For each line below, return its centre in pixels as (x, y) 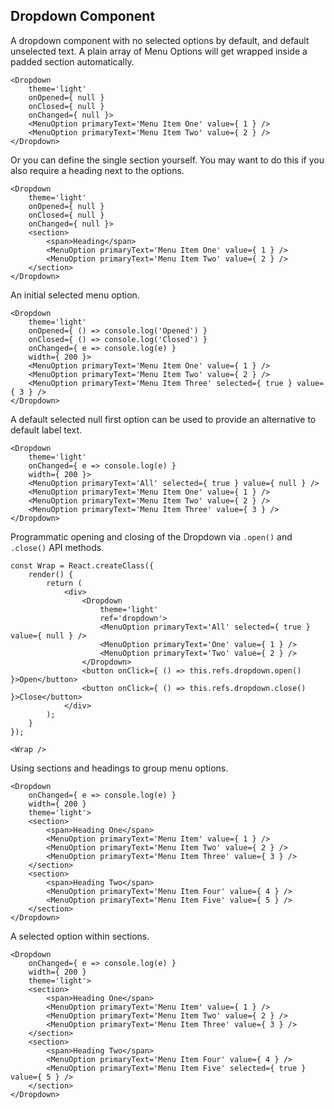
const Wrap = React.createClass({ (82, 565)
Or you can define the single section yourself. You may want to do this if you (167, 160)
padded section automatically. (72, 61)
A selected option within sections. (80, 936)
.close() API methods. (57, 547)
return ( (64, 583)
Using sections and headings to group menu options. (119, 768)
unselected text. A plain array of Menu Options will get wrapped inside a (159, 51)
